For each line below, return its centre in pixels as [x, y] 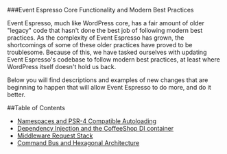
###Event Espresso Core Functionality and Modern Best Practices [100, 10]
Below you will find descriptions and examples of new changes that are [108, 80]
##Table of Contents [36, 108]
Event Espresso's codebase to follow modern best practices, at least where [114, 60]
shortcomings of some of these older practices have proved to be [100, 45]
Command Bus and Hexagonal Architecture [78, 143]
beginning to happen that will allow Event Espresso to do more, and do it [109, 87]
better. [16, 94]
